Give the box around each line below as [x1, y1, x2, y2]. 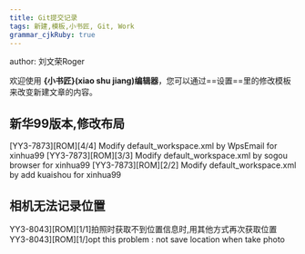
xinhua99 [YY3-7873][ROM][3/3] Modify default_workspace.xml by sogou [9, 151, 289, 161]
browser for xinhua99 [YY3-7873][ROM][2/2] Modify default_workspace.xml [9, 160, 297, 171]
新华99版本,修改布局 [9, 115, 126, 132]
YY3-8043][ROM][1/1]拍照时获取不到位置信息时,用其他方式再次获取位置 [9, 224, 278, 234]
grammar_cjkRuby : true [9, 30, 96, 39]
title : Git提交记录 [9, 13, 78, 23]
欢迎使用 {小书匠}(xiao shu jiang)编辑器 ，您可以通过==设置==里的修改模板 [9, 75, 291, 86]
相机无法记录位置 [9, 198, 106, 213]
